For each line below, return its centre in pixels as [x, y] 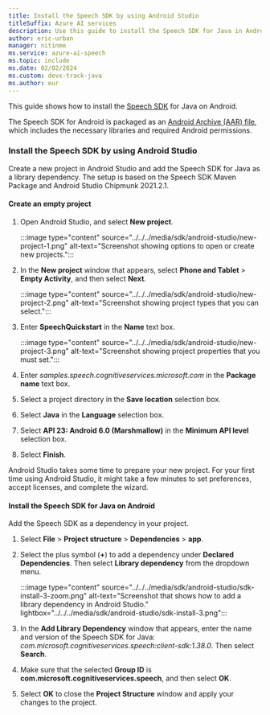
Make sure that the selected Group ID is [86, 670]
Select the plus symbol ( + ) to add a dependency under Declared [127, 555]
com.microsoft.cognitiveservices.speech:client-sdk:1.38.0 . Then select [137, 646]
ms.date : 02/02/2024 [43, 68]
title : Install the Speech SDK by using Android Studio [104, 16]
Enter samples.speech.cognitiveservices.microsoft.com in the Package [138, 375]
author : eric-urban [41, 38]
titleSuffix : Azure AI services [62, 23]
